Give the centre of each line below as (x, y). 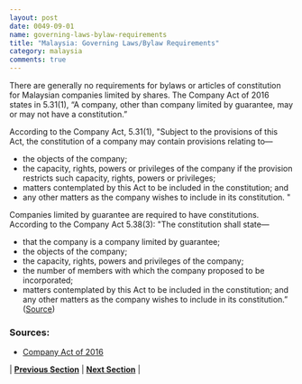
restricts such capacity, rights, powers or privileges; (119, 178)
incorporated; (48, 280)
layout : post (34, 18)
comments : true (38, 60)
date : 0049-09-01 (42, 26)
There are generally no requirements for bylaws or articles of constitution (145, 85)
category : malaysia (46, 52)
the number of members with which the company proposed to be (143, 271)
